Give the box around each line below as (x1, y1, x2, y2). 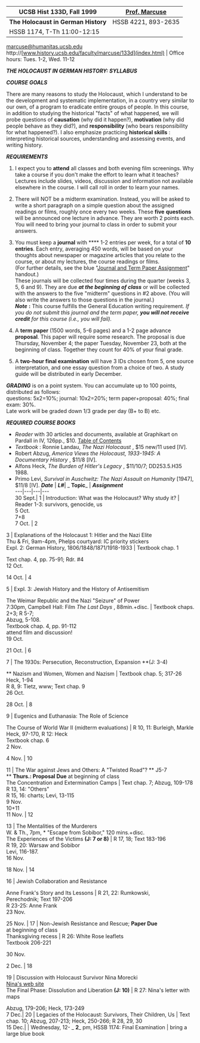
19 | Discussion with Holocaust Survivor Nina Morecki (6, 974, 138, 981)
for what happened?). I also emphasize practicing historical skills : (6, 129, 171, 135)
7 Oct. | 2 (14, 520, 38, 527)
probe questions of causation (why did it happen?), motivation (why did (6, 116, 184, 123)
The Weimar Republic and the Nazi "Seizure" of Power (6, 597, 140, 604)
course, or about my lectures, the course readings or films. (14, 258, 160, 265)
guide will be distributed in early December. (14, 370, 122, 377)
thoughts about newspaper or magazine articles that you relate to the (14, 252, 186, 258)
